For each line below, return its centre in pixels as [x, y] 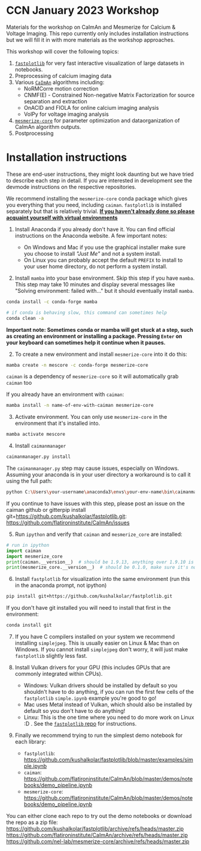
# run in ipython [28, 545]
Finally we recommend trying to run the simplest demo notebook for [99, 735]
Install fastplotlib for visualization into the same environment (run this [102, 579]
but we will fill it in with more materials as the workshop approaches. [91, 40]
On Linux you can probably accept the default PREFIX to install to [103, 260]
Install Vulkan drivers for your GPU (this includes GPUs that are [92, 667]
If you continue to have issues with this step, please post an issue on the [96, 503]
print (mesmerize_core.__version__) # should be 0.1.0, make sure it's [97, 568]
